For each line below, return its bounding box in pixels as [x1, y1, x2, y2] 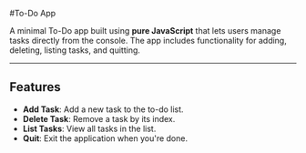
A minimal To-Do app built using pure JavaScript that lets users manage [9, 25, 281, 36]
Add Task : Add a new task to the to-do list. [22, 104, 184, 115]
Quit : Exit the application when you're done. [22, 132, 189, 144]
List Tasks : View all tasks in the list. [22, 123, 157, 134]
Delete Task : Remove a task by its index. [22, 113, 176, 124]
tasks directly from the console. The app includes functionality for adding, [9, 36, 287, 46]
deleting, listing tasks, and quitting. [9, 45, 141, 56]
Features [9, 79, 61, 95]
